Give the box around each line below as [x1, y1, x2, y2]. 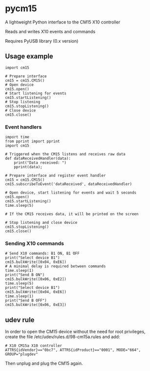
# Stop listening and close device [5, 220, 78, 225]
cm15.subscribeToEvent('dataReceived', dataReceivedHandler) [5, 182, 132, 187]
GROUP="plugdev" [5, 352, 38, 357]
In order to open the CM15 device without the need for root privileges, [5, 328, 146, 335]
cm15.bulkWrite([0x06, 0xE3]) [5, 303, 67, 307]
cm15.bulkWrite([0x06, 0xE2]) [5, 277, 67, 282]
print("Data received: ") [14, 160, 67, 165]
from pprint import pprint [5, 139, 60, 144]
